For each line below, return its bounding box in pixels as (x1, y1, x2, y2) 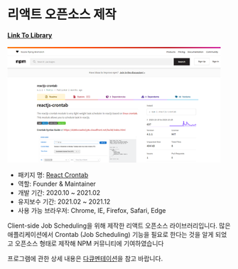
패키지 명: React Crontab (17, 171, 89, 179)
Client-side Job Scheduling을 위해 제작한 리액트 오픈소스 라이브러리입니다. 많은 (7, 221, 231, 230)
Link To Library (7, 31, 53, 39)
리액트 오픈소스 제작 (7, 6, 117, 23)
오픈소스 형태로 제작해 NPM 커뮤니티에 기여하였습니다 (14, 239, 164, 248)
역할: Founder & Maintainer (17, 179, 96, 189)
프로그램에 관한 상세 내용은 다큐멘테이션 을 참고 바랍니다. (7, 254, 163, 263)
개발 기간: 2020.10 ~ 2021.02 (17, 189, 101, 197)
